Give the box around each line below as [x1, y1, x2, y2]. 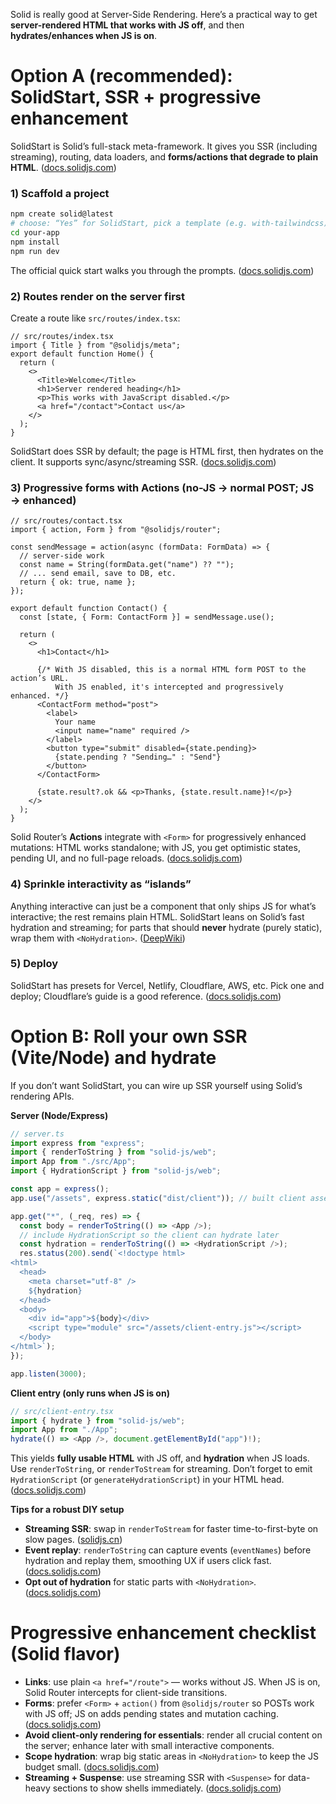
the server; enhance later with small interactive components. [24, 1740, 275, 1752]
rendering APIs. [10, 1090, 75, 1102]
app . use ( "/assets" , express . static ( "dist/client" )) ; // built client [10, 1193, 307, 1203]
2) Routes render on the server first [10, 289, 185, 303]
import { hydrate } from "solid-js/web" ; [10, 1415, 186, 1426]
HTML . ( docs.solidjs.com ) [10, 161, 117, 173]
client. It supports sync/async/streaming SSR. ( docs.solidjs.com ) [10, 455, 277, 468]
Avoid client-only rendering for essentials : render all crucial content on [24, 1729, 323, 1741]
